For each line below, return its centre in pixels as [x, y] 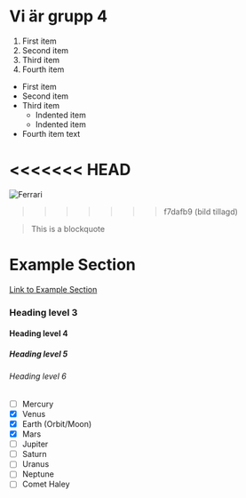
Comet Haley [46, 484]
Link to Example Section [53, 289]
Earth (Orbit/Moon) [57, 424]
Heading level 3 [44, 312]
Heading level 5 [39, 354]
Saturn [34, 454]
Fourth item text [51, 133]
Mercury [38, 404]
